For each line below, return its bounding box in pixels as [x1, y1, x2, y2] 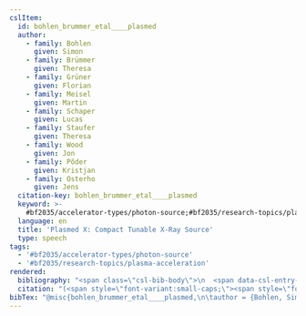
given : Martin [33, 97, 88, 107]
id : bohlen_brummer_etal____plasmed [17, 22, 157, 31]
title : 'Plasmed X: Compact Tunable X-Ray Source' [17, 225, 214, 234]
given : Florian [33, 81, 92, 90]
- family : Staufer [25, 124, 96, 133]
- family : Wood [25, 140, 84, 149]
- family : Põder [25, 157, 88, 167]
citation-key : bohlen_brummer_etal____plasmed [17, 191, 198, 200]
